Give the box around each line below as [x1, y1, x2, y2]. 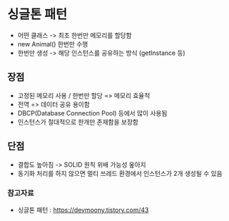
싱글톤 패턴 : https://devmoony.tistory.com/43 [17, 206, 149, 214]
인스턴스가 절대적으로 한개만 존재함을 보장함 [17, 118, 139, 126]
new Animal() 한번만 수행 [17, 39, 88, 48]
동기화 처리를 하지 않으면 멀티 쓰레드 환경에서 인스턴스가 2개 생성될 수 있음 [17, 169, 223, 177]
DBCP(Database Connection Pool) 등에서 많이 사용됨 [17, 108, 168, 117]
